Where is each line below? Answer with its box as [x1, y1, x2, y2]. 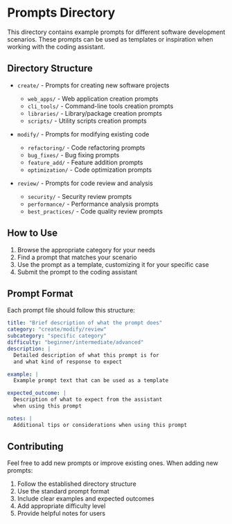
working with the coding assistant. [7, 42, 105, 51]
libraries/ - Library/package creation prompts [27, 109, 163, 117]
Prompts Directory [7, 5, 116, 21]
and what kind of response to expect [13, 358, 123, 365]
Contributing [7, 441, 64, 453]
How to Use [7, 227, 58, 239]
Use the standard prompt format [17, 487, 109, 496]
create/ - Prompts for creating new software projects [17, 81, 170, 89]
